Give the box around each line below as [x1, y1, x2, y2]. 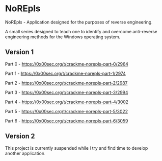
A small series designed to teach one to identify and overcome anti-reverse [5, 28, 158, 34]
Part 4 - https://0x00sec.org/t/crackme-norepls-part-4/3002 [5, 99, 129, 105]
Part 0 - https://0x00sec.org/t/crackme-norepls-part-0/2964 [5, 61, 129, 67]
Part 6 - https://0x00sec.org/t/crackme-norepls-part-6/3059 [5, 118, 129, 124]
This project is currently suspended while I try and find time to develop [5, 145, 148, 151]
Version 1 [5, 48, 34, 56]
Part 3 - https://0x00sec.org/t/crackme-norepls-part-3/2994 [5, 89, 129, 95]
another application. [5, 150, 46, 156]
